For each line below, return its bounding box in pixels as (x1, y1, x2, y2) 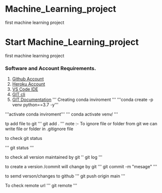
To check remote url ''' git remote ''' (5, 183, 77, 189)
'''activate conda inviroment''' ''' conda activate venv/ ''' (5, 111, 118, 117)
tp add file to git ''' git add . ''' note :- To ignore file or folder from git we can (5, 121, 158, 127)
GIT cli (12, 92, 25, 97)
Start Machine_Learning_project (5, 37, 139, 48)
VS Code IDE (12, 86, 38, 92)
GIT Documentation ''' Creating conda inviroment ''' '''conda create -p (12, 96, 154, 103)
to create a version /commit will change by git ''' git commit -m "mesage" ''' (5, 164, 158, 170)
